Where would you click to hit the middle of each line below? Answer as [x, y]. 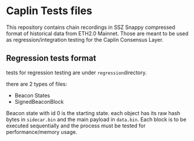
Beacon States [32, 95]
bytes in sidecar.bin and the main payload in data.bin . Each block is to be [96, 119]
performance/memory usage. [42, 132]
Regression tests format [51, 58]
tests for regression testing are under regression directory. [76, 73]
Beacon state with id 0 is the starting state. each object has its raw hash [93, 113]
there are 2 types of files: [37, 84]
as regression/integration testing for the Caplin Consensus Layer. [85, 40]
